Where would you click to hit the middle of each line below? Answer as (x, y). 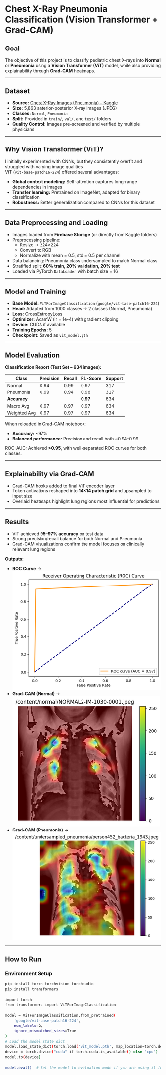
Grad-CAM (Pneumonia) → (40, 830)
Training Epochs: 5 (32, 330)
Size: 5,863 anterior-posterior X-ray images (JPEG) (64, 108)
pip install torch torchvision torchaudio (49, 984)
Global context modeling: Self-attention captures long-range (75, 181)
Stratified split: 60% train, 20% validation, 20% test (66, 266)
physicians (23, 129)
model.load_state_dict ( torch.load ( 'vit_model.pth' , (59, 1047)
